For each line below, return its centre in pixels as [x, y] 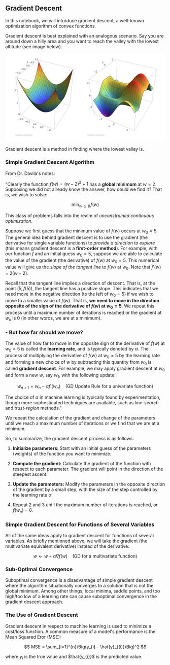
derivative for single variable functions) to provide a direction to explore [80, 242]
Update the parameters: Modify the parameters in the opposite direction [89, 484]
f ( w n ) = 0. [23, 511]
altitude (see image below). [34, 46]
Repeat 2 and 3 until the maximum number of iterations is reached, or [85, 505]
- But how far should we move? [44, 332]
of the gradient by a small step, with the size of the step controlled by [85, 489]
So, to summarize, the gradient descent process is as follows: [70, 438]
